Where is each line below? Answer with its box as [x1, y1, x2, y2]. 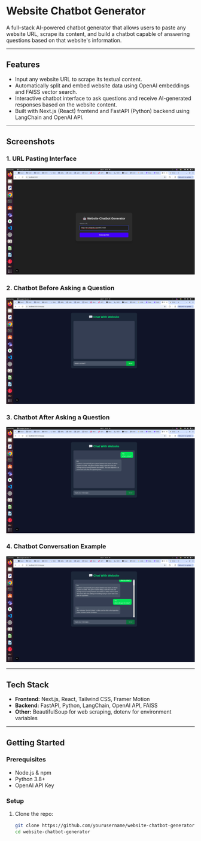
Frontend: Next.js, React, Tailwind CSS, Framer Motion [14, 696, 150, 703]
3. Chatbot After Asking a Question [6, 413, 110, 421]
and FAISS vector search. [14, 88, 78, 95]
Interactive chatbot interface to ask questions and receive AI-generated [14, 95, 191, 102]
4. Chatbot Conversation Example [6, 543, 106, 551]
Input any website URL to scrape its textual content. [14, 75, 142, 83]
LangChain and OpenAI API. [14, 114, 84, 121]
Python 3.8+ [14, 775, 46, 782]
